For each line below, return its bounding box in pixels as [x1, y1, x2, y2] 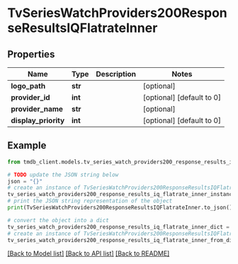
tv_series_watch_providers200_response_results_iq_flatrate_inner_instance [7, 191, 236, 198]
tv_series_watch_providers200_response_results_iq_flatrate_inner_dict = [7, 223, 230, 231]
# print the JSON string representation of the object [7, 197, 173, 205]
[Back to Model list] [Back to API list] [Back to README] [7, 249, 170, 258]
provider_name [11, 104, 64, 114]
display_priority [11, 115, 65, 125]
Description [95, 69, 137, 79]
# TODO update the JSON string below [7, 171, 119, 178]
